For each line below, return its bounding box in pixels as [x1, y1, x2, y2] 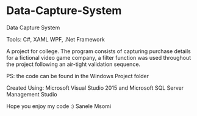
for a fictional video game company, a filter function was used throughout [6, 54, 191, 61]
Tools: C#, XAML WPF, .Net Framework [6, 35, 105, 43]
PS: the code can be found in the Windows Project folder [6, 72, 149, 79]
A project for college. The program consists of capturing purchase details [6, 47, 191, 55]
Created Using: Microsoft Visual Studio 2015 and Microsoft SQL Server [6, 84, 184, 92]
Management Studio [6, 90, 57, 98]
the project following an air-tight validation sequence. [6, 60, 141, 68]
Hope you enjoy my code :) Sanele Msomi [6, 102, 112, 110]
